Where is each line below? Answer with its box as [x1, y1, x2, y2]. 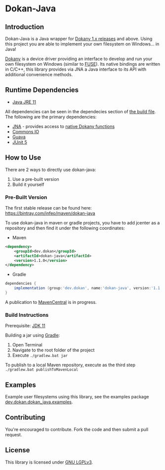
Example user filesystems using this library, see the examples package [5, 394, 149, 400]
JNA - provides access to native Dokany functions [12, 123, 115, 129]
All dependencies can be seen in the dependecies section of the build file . [5, 108, 156, 114]
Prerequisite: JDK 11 [5, 323, 45, 329]
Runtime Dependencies [5, 86, 79, 94]
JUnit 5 [12, 139, 27, 145]
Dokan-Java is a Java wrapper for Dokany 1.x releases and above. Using [5, 36, 153, 42]
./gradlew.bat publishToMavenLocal [5, 367, 79, 372]
